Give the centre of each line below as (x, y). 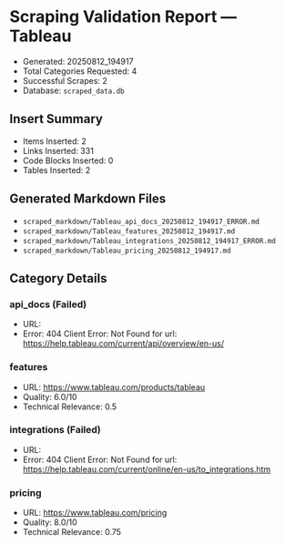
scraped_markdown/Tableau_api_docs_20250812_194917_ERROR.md (141, 221)
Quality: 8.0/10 (50, 522)
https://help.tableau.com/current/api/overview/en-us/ (123, 344)
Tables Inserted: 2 (56, 170)
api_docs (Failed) (48, 304)
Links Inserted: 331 (58, 150)
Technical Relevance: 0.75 (71, 532)
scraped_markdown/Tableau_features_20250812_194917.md (129, 231)
